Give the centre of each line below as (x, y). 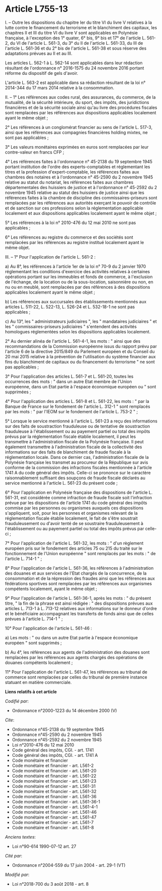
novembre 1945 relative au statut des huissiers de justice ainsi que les (75, 192)
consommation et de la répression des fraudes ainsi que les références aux (80, 578)
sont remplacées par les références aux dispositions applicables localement (81, 112)
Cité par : (14, 856)
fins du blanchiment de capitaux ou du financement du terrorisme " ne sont (80, 362)
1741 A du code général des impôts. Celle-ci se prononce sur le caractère (78, 472)
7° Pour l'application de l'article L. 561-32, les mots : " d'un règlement (74, 543)
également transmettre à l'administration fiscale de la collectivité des (74, 447)
